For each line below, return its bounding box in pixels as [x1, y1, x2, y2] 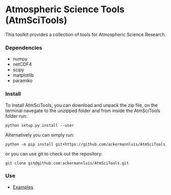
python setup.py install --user [5, 123, 74, 128]
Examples [12, 184, 34, 190]
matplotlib [12, 72, 34, 78]
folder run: [5, 113, 28, 119]
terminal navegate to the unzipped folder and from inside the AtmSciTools [5, 107, 161, 114]
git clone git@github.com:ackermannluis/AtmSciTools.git [5, 160, 129, 166]
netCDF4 [12, 61, 32, 68]
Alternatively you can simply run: [5, 132, 75, 138]
